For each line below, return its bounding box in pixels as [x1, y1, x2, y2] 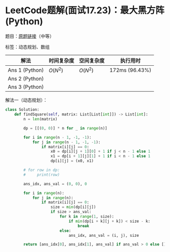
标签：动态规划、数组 [5, 44, 50, 50]
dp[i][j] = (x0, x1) [50, 158, 94, 163]
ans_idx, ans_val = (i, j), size [68, 233, 139, 238]
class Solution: [5, 107, 39, 112]
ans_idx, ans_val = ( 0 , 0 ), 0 [23, 181, 87, 186]
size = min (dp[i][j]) [50, 204, 96, 210]
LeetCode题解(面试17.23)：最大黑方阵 [5, 5, 164, 16]
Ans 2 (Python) [8, 75, 44, 82]
